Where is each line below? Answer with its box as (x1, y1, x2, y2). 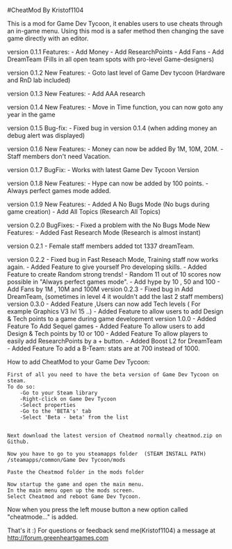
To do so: (7, 383, 36, 390)
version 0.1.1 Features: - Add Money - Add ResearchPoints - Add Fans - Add (7, 48, 224, 56)
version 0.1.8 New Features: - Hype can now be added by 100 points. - (7, 179, 208, 187)
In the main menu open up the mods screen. (7, 487, 135, 494)
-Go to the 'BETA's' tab (19, 408, 92, 415)
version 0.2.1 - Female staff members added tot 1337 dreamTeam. (7, 242, 194, 250)
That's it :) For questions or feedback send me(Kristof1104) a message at (7, 526, 216, 534)
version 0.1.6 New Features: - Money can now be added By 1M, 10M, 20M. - (7, 145, 224, 153)
